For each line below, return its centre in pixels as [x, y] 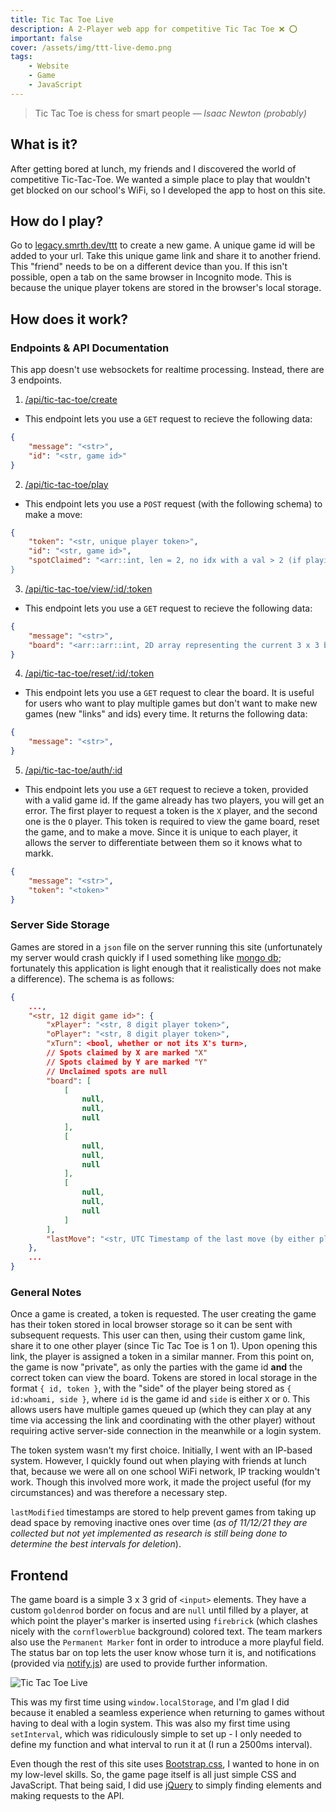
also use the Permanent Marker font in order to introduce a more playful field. [167, 1642]
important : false [46, 38]
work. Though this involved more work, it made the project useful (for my [161, 1482]
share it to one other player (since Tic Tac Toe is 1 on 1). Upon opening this [164, 1346]
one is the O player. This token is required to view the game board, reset [172, 822]
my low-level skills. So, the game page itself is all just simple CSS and [153, 1775]
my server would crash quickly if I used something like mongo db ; [146, 957]
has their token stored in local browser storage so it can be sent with [151, 1325]
